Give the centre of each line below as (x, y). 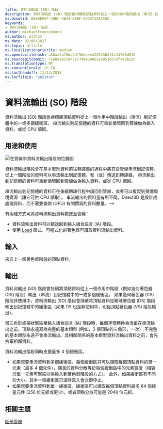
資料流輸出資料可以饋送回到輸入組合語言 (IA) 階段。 (64, 224)
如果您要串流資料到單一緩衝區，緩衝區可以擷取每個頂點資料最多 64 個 (82, 386)
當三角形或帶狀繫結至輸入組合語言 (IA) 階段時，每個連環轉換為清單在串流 (78, 323)
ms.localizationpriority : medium (39, 50)
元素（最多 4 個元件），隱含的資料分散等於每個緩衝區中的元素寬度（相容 (84, 368)
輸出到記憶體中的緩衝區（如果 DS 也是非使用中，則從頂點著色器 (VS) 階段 (78, 307)
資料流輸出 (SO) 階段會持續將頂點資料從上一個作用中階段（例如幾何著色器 (79, 288)
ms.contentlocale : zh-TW (30, 68)
